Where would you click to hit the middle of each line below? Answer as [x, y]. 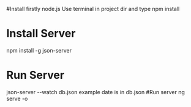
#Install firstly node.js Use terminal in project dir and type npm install [93, 9]
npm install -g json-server [39, 50]
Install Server [41, 34]
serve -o [17, 98]
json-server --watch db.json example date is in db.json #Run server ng [96, 92]
